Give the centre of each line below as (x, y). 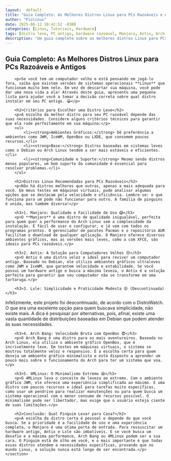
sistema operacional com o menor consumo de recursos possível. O (77, 396)
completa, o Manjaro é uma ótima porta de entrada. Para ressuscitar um (84, 427)
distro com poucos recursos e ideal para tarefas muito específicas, (81, 387)
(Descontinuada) (147, 289)
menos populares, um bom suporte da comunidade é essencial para (76, 164)
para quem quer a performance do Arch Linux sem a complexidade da (78, 222)
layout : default (24, 10)
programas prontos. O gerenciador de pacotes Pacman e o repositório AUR (85, 231)
